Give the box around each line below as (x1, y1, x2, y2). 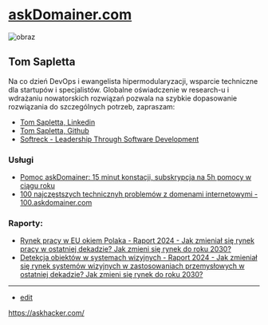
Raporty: (8, 217, 44, 228)
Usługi (8, 154, 34, 165)
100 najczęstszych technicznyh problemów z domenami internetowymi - (19, 189, 258, 199)
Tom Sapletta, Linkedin (19, 117, 96, 127)
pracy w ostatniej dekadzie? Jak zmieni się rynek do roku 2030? (19, 244, 231, 254)
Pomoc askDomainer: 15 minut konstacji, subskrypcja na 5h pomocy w (19, 172, 252, 182)
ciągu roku (19, 181, 56, 191)
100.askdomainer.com (19, 198, 93, 208)
